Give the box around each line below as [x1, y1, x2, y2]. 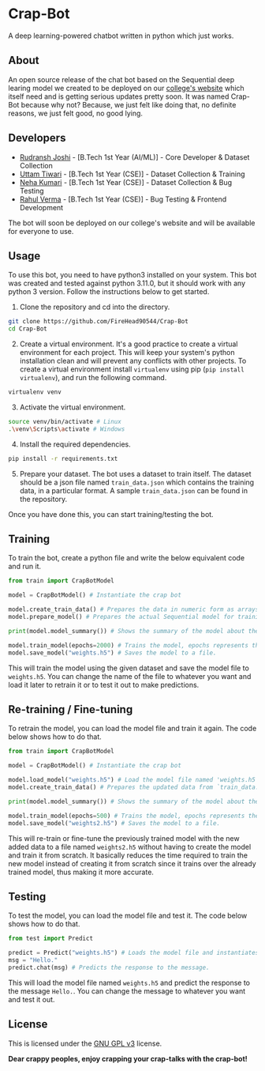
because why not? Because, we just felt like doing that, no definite [21, 100, 237, 109]
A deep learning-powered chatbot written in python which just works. [8, 31, 234, 40]
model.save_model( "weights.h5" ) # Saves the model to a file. [8, 649, 217, 657]
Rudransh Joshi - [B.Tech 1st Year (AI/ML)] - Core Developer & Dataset [19, 152, 250, 162]
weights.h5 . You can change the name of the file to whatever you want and [8, 671, 252, 681]
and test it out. [8, 994, 55, 1004]
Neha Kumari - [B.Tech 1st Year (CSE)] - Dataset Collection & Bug [19, 177, 233, 187]
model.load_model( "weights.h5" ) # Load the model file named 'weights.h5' [8, 776, 259, 784]
